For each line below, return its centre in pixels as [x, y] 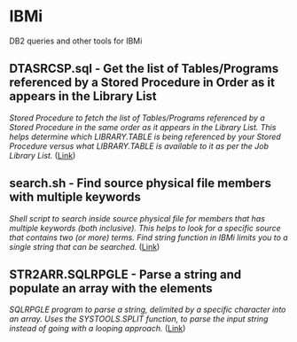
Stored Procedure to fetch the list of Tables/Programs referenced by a [137, 118]
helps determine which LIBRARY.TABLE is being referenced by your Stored [145, 136]
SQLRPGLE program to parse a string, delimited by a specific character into [148, 310]
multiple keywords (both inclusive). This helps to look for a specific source [145, 228]
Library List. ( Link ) [43, 155]
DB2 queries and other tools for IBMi [76, 41]
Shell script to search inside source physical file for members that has [137, 218]
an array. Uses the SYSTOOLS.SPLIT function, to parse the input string [139, 319]
